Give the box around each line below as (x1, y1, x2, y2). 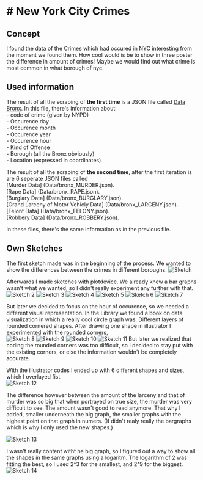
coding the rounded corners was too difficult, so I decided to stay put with (6, 341, 193, 349)
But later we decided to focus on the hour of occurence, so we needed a (6, 302, 190, 310)
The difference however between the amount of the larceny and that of (6, 391, 185, 398)
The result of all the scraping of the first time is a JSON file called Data (6, 98, 185, 105)
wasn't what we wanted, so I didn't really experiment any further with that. (6, 284, 194, 291)
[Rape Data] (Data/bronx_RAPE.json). (6, 187, 100, 195)
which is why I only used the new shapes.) (6, 423, 113, 431)
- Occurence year (6, 130, 51, 138)
